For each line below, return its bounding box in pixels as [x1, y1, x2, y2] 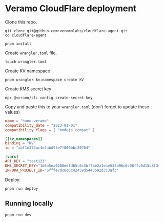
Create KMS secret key [5, 86, 52, 92]
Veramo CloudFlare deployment [5, 3, 137, 14]
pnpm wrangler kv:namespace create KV [5, 77, 84, 82]
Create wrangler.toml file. [5, 50, 57, 56]
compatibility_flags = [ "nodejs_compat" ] [5, 127, 95, 132]
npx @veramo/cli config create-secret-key [5, 95, 93, 100]
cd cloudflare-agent [5, 33, 47, 38]
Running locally [5, 200, 54, 208]
